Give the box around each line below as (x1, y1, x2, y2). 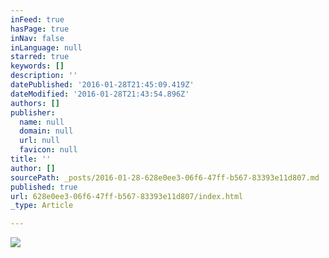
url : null (19, 136, 60, 146)
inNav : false (10, 33, 65, 43)
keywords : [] (10, 61, 65, 71)
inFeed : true (10, 14, 65, 25)
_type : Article (10, 201, 74, 211)
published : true (10, 182, 78, 192)
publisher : (10, 107, 56, 118)
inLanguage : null (10, 42, 83, 53)
